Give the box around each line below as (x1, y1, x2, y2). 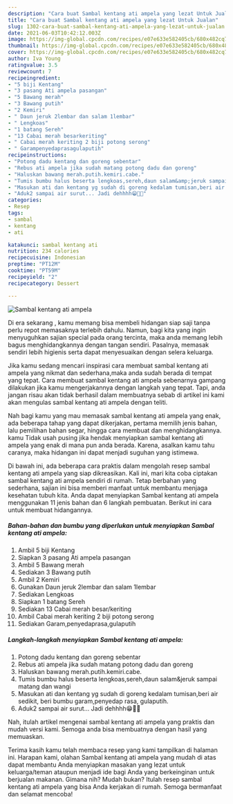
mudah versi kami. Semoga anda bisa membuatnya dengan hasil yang (8, 725, 207, 733)
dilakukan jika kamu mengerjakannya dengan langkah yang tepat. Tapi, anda (8, 383, 225, 392)
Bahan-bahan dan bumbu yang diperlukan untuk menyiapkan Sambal (8, 522, 214, 530)
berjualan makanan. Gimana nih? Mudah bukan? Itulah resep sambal (8, 776, 203, 784)
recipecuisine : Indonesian (8, 254, 86, 262)
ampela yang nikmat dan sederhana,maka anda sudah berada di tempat (8, 368, 212, 377)
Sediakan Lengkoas (17, 590, 75, 599)
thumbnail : (8, 42, 39, 49)
